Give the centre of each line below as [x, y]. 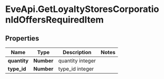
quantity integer [77, 61]
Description [77, 52]
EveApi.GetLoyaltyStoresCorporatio [82, 9]
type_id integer [76, 69]
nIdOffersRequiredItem [54, 20]
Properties [22, 38]
